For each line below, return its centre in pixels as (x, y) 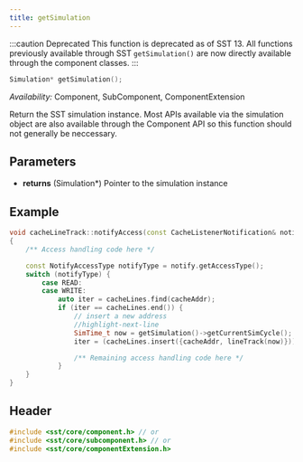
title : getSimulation (50, 18)
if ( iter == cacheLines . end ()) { (120, 308)
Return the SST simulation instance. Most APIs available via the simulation (147, 114)
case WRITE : (64, 291)
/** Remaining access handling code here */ (159, 358)
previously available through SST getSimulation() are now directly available (150, 53)
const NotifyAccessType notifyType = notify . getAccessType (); (145, 266)
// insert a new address (120, 316)
